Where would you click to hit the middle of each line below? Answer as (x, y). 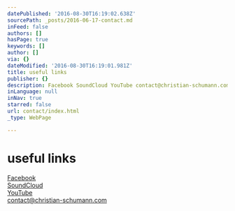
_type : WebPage (29, 117)
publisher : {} (28, 79)
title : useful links (37, 72)
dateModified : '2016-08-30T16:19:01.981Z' (70, 66)
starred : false (29, 105)
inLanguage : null (33, 92)
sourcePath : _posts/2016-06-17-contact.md (70, 20)
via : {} (19, 59)
